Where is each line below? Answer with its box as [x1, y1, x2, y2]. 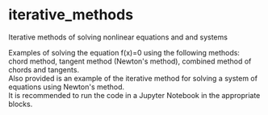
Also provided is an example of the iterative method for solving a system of [8, 73, 258, 83]
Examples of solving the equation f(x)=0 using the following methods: [8, 47, 241, 57]
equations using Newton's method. [8, 82, 125, 92]
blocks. [8, 99, 33, 109]
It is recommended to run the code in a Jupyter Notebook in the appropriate [8, 90, 261, 100]
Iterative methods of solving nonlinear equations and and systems [8, 32, 228, 42]
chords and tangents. [8, 64, 79, 74]
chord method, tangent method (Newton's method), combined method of [8, 56, 252, 66]
